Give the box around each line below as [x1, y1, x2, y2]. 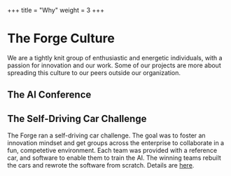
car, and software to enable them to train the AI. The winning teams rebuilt [7, 154, 222, 162]
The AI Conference [7, 89, 92, 101]
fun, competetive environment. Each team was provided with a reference [7, 147, 218, 155]
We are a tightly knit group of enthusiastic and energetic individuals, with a [7, 53, 223, 62]
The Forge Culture [7, 31, 115, 46]
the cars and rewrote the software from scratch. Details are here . [7, 161, 195, 170]
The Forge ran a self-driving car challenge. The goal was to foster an [7, 131, 206, 140]
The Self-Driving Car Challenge [7, 112, 147, 125]
